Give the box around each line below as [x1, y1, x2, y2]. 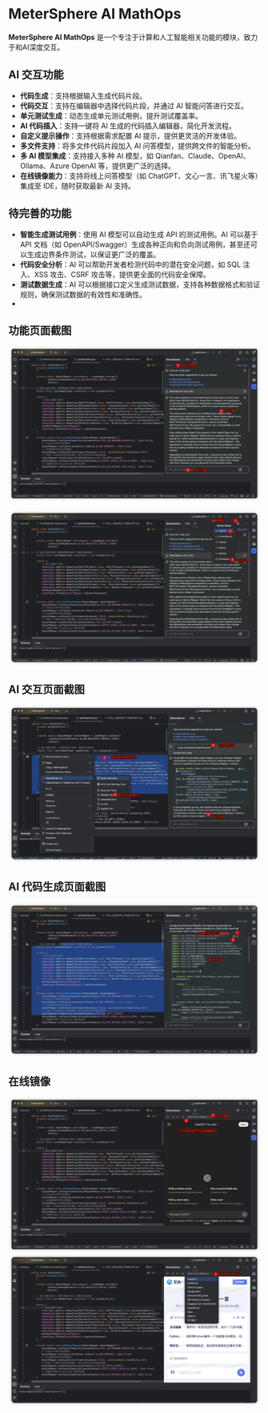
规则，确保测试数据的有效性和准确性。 [19, 289, 146, 299]
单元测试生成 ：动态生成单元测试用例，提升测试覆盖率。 [19, 111, 202, 120]
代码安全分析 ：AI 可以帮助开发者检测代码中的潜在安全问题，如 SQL [19, 260, 242, 269]
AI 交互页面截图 [8, 682, 86, 696]
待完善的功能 [8, 207, 72, 220]
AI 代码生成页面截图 [8, 880, 106, 894]
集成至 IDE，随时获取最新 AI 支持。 [19, 181, 136, 191]
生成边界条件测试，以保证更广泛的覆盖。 [26, 249, 161, 259]
